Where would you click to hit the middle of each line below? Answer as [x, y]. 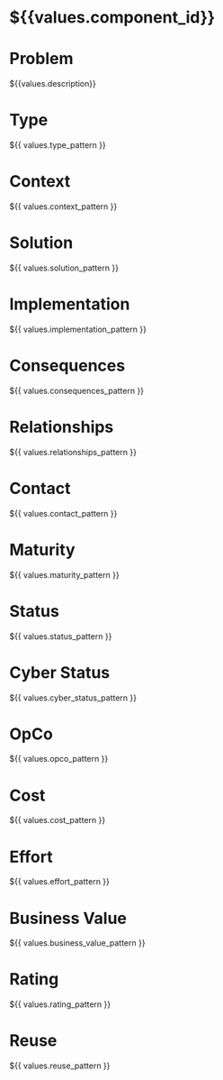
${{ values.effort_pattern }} [60, 882]
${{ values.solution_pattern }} [64, 268]
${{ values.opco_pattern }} [59, 759]
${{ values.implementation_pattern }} [78, 329]
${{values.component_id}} [112, 18]
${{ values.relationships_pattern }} [73, 452]
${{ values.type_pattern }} [58, 145]
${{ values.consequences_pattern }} [77, 390]
